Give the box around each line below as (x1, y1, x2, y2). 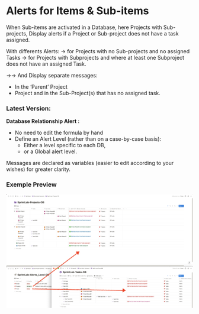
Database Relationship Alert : (6, 118, 80, 125)
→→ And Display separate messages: (6, 72, 98, 79)
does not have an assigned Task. (6, 60, 86, 67)
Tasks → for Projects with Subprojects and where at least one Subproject (6, 54, 185, 61)
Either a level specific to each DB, (23, 142, 106, 149)
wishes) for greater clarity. (6, 166, 71, 173)
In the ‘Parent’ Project (14, 83, 68, 90)
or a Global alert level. (23, 148, 78, 155)
